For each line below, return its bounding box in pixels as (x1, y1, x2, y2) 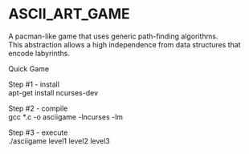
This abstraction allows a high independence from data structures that (8, 39, 241, 49)
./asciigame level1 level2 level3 (8, 136, 110, 145)
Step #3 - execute (8, 128, 68, 137)
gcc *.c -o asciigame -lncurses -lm (8, 111, 123, 121)
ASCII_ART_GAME (8, 5, 130, 23)
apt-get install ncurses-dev (8, 87, 99, 97)
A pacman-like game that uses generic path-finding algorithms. (8, 31, 218, 41)
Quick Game (8, 63, 50, 73)
